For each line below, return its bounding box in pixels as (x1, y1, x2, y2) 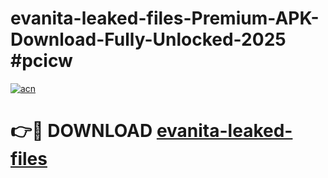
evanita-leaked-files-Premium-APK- (10, 7, 320, 30)
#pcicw (10, 50, 73, 72)
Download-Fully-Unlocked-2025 (10, 28, 287, 51)
